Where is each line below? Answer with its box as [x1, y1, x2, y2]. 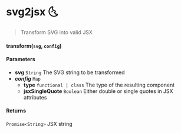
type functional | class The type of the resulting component [23, 81, 175, 88]
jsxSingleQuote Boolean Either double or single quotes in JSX [23, 87, 173, 95]
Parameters [6, 56, 35, 63]
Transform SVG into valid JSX [20, 28, 93, 36]
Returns [6, 107, 27, 114]
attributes [23, 94, 47, 101]
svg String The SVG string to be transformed [14, 69, 125, 76]
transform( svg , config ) [6, 42, 62, 49]
